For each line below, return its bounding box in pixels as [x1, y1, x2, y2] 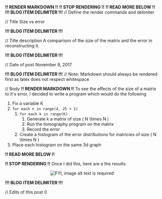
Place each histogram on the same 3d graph [12, 142, 101, 148]
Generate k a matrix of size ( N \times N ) [26, 116, 109, 121]
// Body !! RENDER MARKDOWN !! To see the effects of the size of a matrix [5, 86, 157, 92]
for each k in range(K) [19, 112, 68, 117]
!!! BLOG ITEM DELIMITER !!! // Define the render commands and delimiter [5, 9, 155, 15]
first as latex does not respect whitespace [5, 77, 89, 82]
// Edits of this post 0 [5, 189, 47, 195]
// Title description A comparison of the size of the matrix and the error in [5, 38, 153, 43]
